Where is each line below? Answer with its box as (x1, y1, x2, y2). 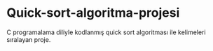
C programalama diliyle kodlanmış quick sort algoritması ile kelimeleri (6, 28, 206, 36)
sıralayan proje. (6, 35, 51, 43)
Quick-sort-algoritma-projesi (6, 5, 180, 21)
